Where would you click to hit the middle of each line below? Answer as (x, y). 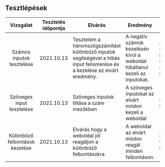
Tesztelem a (87, 39)
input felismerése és (96, 64)
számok (135, 42)
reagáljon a (86, 141)
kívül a (133, 55)
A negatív (137, 36)
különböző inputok (94, 52)
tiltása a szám (89, 103)
